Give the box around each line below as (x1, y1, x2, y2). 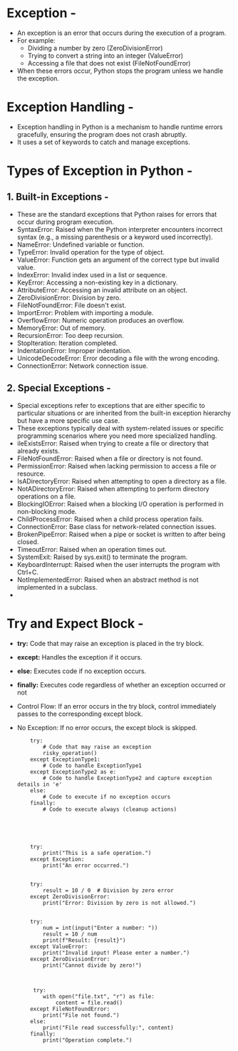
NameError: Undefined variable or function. (16, 240, 145, 249)
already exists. (16, 446, 60, 455)
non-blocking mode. (16, 507, 77, 516)
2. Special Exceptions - (6, 382, 111, 394)
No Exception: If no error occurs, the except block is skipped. (16, 723, 197, 732)
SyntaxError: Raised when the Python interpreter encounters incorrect (16, 225, 223, 233)
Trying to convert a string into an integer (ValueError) (27, 51, 183, 60)
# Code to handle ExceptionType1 (43, 762, 142, 769)
